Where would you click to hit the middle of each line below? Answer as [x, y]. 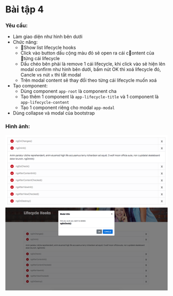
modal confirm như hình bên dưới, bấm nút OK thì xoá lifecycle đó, [91, 69]
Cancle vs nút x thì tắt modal [51, 75]
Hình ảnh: [18, 126]
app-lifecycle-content [45, 103]
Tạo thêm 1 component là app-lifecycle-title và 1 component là [89, 97]
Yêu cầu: [16, 26]
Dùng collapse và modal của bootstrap [54, 113]
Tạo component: [30, 86]
